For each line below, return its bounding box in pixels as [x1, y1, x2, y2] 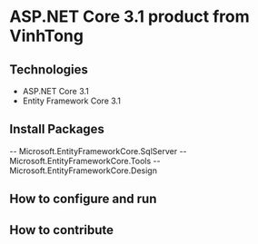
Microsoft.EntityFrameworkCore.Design [9, 165, 157, 176]
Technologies [9, 62, 89, 77]
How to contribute [9, 222, 114, 238]
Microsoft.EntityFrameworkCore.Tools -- [9, 155, 161, 166]
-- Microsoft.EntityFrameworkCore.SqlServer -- [9, 145, 188, 156]
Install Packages [9, 122, 104, 137]
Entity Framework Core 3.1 [22, 95, 121, 106]
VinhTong [9, 25, 84, 46]
